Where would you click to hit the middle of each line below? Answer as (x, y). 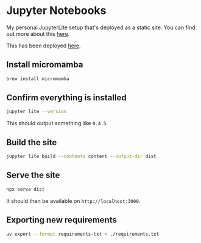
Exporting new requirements (62, 220)
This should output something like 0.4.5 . (57, 123)
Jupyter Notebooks (56, 11)
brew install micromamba (38, 79)
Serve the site (33, 175)
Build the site (32, 142)
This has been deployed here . (44, 46)
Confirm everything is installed (66, 98)
